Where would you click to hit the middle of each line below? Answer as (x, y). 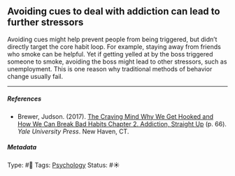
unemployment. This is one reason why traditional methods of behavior (110, 68)
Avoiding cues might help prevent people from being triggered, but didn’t (112, 39)
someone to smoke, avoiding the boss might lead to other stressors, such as (117, 61)
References (24, 99)
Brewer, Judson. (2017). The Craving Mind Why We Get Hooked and (115, 116)
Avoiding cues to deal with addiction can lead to (114, 12)
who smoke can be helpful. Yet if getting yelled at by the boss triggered (110, 54)
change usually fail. (35, 76)
